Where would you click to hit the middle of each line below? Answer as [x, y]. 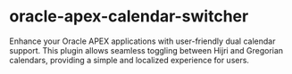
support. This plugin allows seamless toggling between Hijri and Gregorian [146, 50]
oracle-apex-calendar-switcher [129, 16]
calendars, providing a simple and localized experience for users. [129, 60]
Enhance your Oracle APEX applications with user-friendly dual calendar [142, 41]
